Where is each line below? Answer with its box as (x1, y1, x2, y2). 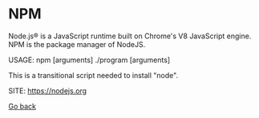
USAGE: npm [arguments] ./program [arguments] (8, 55, 171, 65)
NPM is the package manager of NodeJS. (8, 39, 146, 49)
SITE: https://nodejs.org (8, 85, 87, 96)
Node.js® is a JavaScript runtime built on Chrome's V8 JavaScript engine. (8, 31, 252, 41)
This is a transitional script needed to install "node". (8, 70, 179, 80)
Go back (8, 101, 37, 111)
